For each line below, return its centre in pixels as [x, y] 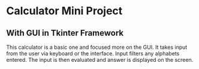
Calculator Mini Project [64, 11]
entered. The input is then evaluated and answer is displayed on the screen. [100, 60]
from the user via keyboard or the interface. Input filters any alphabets [93, 54]
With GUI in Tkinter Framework [65, 33]
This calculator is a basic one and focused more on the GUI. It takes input [97, 47]
